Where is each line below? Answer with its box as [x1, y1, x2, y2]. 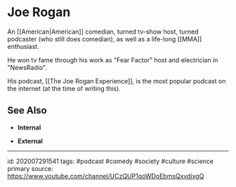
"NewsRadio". [7, 63, 48, 71]
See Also [7, 104, 47, 116]
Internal [17, 123, 41, 132]
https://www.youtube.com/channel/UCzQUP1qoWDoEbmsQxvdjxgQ [7, 172, 204, 180]
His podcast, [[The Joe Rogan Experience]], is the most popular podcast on [7, 76, 226, 85]
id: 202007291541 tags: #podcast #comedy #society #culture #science [7, 157, 214, 165]
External [17, 137, 44, 145]
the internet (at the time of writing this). [7, 84, 121, 92]
